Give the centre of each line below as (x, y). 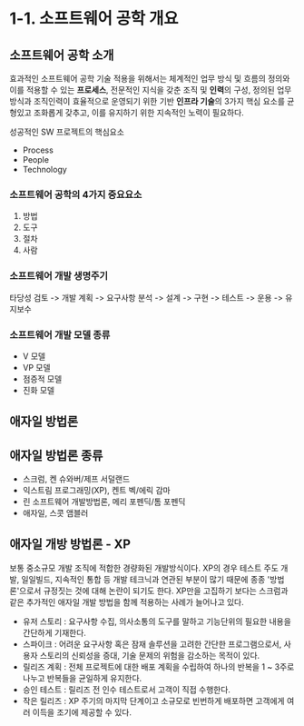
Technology (45, 169)
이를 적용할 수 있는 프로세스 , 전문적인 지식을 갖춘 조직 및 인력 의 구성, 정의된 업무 (151, 90)
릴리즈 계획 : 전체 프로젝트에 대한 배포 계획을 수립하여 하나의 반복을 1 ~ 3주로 (158, 666)
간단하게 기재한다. (54, 632)
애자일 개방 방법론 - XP (70, 545)
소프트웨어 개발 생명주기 (59, 276)
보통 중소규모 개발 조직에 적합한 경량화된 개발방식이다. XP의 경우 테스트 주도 (144, 568)
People (36, 159)
